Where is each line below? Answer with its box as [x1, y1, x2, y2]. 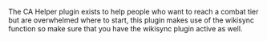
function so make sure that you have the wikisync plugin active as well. [8, 24, 243, 33]
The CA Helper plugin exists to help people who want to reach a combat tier [8, 7, 259, 16]
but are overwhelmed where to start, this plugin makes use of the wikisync [8, 15, 255, 25]
